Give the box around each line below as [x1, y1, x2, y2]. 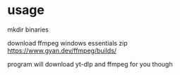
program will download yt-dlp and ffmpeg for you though [7, 60, 173, 68]
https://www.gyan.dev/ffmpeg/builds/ [7, 46, 117, 55]
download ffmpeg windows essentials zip [7, 39, 128, 47]
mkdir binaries [7, 25, 49, 34]
